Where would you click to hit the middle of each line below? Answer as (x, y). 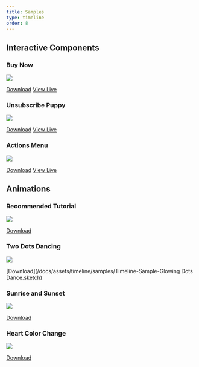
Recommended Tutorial (41, 206)
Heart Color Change (36, 333)
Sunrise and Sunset (36, 293)
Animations (28, 189)
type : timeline (25, 18)
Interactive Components (53, 48)
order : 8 (17, 23)
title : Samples (25, 12)
